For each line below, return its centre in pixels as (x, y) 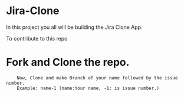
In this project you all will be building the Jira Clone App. (74, 27)
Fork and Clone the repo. (68, 62)
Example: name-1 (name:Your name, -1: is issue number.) (88, 88)
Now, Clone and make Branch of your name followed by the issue (97, 78)
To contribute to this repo (37, 38)
